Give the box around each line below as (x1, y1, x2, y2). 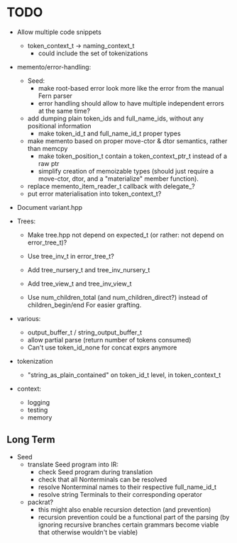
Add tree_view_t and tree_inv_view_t (27, 279, 132, 288)
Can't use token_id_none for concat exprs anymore (27, 343, 177, 352)
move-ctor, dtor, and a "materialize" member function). (38, 174, 199, 183)
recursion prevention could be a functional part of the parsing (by (38, 513, 230, 521)
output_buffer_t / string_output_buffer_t (27, 328, 143, 337)
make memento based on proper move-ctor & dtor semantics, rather (27, 136, 228, 145)
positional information (27, 121, 92, 130)
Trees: (16, 217, 36, 225)
